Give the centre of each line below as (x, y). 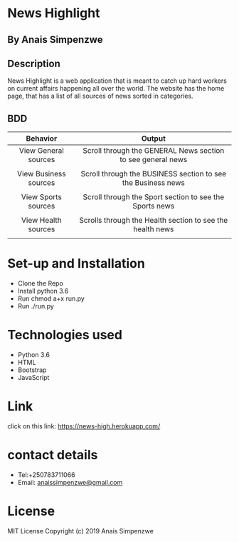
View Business (41, 174)
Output (153, 139)
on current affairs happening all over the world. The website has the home (116, 89)
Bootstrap (32, 370)
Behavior (42, 139)
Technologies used (65, 335)
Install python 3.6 (43, 291)
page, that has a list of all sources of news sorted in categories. (100, 96)
